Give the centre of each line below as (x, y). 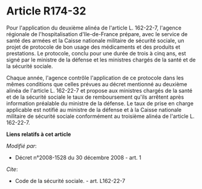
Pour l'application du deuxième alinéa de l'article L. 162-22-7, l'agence (94, 28)
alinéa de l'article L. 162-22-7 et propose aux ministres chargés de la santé (99, 90)
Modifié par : (22, 146)
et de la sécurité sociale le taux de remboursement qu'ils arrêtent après (95, 97)
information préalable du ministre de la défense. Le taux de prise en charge (100, 103)
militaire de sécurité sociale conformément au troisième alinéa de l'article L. (100, 116)
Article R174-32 (46, 11)
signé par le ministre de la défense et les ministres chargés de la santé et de (101, 60)
